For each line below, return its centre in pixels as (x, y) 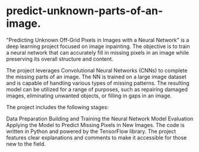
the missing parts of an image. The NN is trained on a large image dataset (97, 77)
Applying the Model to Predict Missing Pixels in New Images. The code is (96, 125)
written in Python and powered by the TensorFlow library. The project (91, 131)
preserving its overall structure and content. (60, 59)
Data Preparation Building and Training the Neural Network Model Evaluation (100, 118)
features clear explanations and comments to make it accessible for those (97, 137)
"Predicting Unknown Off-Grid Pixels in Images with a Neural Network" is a (98, 40)
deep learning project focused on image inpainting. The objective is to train (98, 46)
